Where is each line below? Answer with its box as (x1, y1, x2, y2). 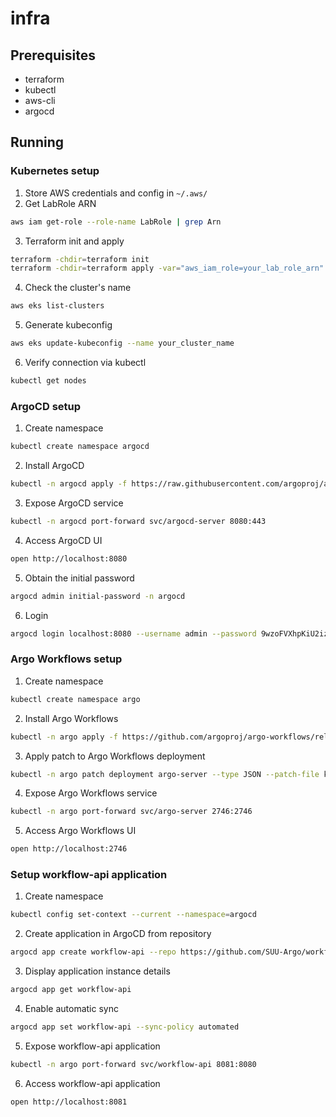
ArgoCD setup (10, 399, 82, 413)
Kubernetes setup (10, 164, 100, 178)
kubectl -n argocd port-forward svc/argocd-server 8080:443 (10, 516, 267, 526)
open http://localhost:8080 (10, 553, 128, 564)
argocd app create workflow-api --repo (10, 947, 177, 957)
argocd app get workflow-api (10, 985, 132, 995)
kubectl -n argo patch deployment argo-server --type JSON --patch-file (10, 769, 320, 779)
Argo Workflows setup (10, 652, 123, 666)
